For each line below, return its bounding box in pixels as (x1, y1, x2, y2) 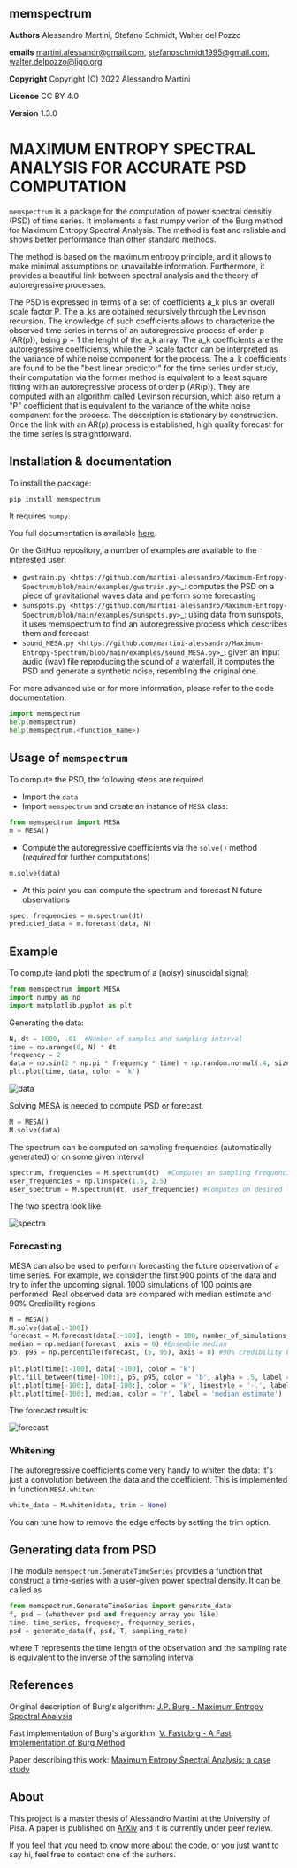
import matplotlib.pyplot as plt (9, 1000, 133, 1010)
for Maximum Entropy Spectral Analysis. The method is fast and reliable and (9, 224, 286, 235)
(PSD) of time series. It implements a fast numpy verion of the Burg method (9, 215, 283, 226)
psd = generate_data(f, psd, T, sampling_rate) (9, 1627, 188, 1636)
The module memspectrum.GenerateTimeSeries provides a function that (9, 1566, 263, 1576)
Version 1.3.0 (9, 107, 57, 118)
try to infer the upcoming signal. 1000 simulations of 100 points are (9, 1279, 252, 1289)
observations (21, 894, 71, 905)
